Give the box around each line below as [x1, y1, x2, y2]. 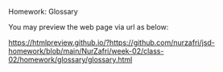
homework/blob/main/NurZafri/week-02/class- [8, 46, 164, 55]
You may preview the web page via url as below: [8, 22, 169, 31]
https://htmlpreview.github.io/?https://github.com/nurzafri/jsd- [8, 38, 216, 47]
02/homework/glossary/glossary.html [8, 55, 133, 64]
